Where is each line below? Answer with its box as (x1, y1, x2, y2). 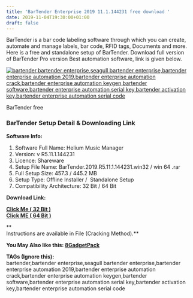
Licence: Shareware (14, 157, 65, 164)
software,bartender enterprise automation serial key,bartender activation (6, 278, 186, 285)
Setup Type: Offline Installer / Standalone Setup (14, 176, 134, 183)
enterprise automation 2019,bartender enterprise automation (6, 266, 156, 273)
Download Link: (6, 194, 46, 201)
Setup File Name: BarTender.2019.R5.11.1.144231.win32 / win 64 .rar (14, 163, 181, 171)
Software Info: (6, 132, 43, 139)
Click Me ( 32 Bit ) (6, 205, 51, 212)
